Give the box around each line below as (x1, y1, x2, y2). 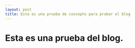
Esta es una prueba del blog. (5, 32, 124, 44)
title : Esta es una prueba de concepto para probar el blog (5, 12, 131, 16)
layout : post (5, 7, 32, 12)
